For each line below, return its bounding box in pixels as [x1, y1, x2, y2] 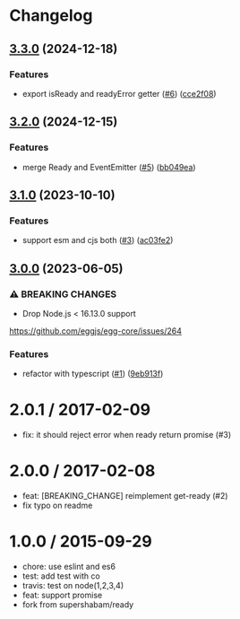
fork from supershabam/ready [21, 599, 134, 610]
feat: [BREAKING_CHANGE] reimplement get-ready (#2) [21, 491, 228, 501]
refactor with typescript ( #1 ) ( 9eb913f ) [21, 369, 164, 379]
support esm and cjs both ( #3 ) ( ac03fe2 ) [21, 235, 174, 246]
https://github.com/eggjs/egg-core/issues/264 [9, 325, 182, 336]
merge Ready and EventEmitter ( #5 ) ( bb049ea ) [21, 161, 196, 172]
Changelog [9, 5, 93, 26]
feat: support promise [21, 589, 103, 601]
